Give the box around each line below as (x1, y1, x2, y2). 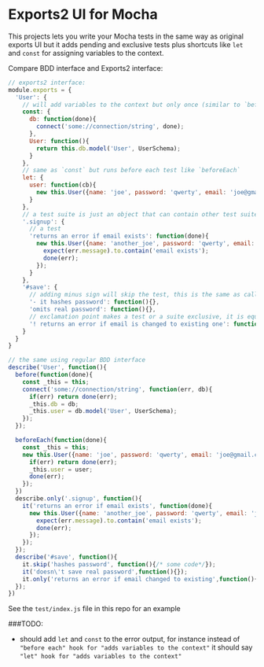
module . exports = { (8, 86, 72, 94)
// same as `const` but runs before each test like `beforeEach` (22, 167, 241, 175)
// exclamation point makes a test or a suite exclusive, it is (28, 312, 244, 320)
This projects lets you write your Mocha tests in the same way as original (8, 31, 244, 41)
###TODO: (8, 619, 43, 628)
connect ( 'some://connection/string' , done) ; (36, 123, 185, 131)
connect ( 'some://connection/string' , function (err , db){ (22, 385, 213, 393)
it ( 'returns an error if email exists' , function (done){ (22, 502, 213, 510)
